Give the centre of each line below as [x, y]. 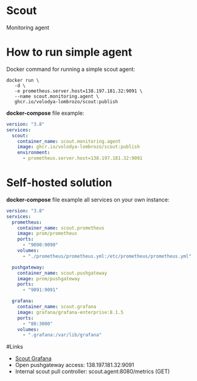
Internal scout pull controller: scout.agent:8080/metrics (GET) [92, 372]
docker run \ [23, 80]
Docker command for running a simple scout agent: [71, 69]
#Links [15, 347]
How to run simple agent [69, 52]
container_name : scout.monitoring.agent [69, 141]
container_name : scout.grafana [57, 307]
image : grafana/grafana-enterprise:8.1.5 [70, 312]
